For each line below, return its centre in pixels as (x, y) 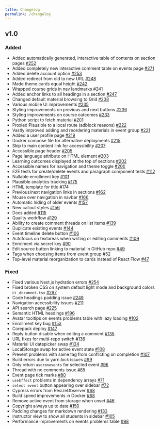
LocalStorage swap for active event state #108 (58, 349)
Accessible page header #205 (42, 151)
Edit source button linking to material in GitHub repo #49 (68, 249)
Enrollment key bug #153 (37, 324)
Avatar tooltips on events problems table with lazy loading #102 (75, 318)
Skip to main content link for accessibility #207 (59, 146)
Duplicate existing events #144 (43, 228)
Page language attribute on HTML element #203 (60, 156)
